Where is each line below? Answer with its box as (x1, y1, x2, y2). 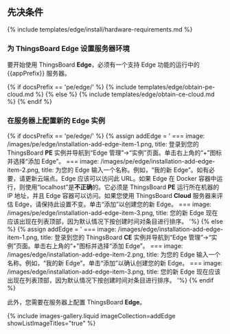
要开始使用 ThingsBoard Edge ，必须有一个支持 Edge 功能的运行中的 (7, 60, 200, 69)
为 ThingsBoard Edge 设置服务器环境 (7, 43, 130, 53)
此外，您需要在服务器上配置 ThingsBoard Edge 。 (7, 298, 146, 307)
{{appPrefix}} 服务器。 (7, 69, 71, 78)
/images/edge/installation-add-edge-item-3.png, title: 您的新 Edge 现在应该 (7, 267, 221, 276)
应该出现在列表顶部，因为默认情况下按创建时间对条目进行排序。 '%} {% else (7, 217, 223, 225)
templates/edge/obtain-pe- (138, 83, 216, 91)
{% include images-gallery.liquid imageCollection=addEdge (7, 312, 176, 320)
